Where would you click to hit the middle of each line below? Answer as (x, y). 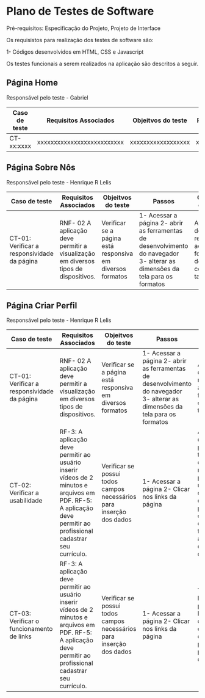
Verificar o (24, 621)
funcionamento (31, 629)
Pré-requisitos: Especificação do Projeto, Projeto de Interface (83, 28)
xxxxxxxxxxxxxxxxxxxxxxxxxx (80, 142)
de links (20, 636)
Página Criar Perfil (42, 306)
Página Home (32, 83)
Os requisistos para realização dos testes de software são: (80, 40)
